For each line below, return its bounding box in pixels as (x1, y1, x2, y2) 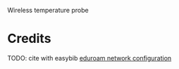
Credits (7, 31, 51, 46)
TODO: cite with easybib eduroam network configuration (7, 54, 172, 62)
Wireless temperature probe (7, 6, 89, 14)
